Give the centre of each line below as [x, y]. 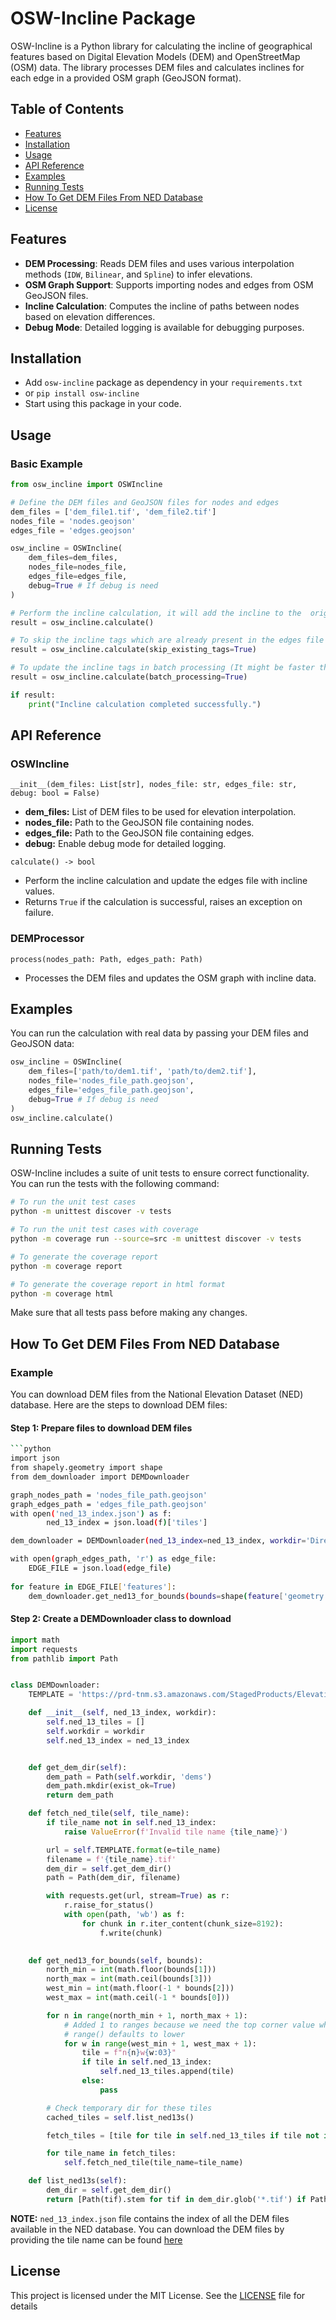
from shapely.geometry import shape [86, 1468]
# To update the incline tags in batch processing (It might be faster [162, 668]
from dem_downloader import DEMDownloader [100, 1477]
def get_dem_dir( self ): [78, 1767]
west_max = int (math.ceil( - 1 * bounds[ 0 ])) [138, 1998]
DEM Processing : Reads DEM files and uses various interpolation [159, 263]
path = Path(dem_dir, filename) [114, 1878]
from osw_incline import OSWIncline [86, 485]
